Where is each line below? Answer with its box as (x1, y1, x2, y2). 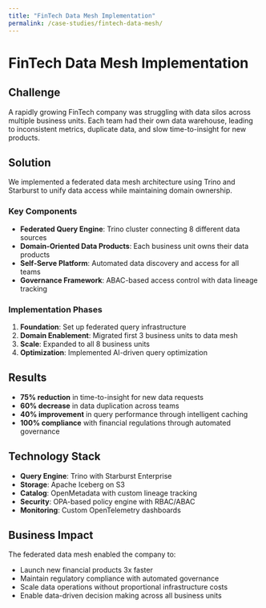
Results (8, 371, 47, 385)
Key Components (8, 206, 78, 217)
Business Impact (8, 528, 94, 542)
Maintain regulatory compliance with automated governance (19, 573, 220, 583)
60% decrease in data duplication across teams (19, 401, 179, 410)
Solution (8, 156, 51, 169)
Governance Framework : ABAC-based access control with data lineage (19, 275, 258, 285)
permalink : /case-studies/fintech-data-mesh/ (8, 19, 163, 27)
